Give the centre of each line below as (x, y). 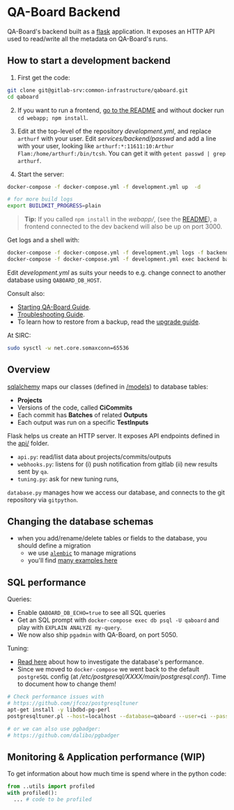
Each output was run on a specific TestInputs (83, 422)
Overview (29, 370)
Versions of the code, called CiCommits (75, 407)
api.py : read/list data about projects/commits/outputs (94, 456)
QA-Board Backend (64, 12)
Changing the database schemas (80, 521)
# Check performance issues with (56, 697)
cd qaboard (23, 97)
